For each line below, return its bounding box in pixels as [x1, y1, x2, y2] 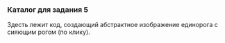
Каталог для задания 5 [7, 5, 89, 15]
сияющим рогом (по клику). [7, 28, 90, 36]
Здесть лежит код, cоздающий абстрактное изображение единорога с [7, 21, 219, 29]
